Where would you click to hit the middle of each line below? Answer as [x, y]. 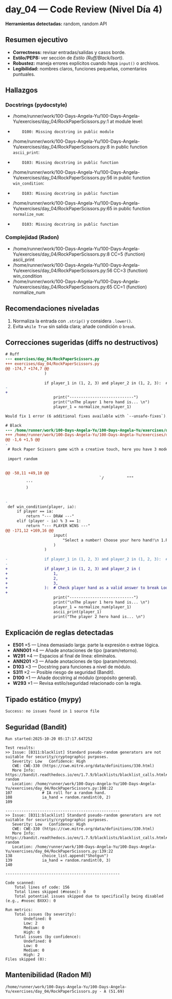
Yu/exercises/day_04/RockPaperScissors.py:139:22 [59, 851]
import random [23, 459]
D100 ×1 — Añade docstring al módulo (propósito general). [75, 678]
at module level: [126, 121]
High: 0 [32, 932]
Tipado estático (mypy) [44, 700]
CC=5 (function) [128, 254]
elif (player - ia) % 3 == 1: [49, 521]
